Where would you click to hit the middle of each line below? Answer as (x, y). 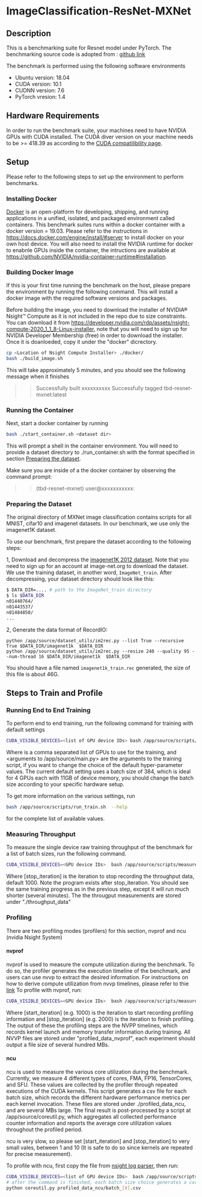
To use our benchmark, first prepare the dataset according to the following (99, 542)
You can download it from (38, 323)
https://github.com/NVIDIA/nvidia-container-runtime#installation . (87, 256)
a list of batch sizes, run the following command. (66, 854)
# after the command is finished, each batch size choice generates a (96, 1182)
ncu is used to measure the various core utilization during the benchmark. (98, 1072)
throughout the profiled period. (44, 1129)
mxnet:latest (51, 394)
